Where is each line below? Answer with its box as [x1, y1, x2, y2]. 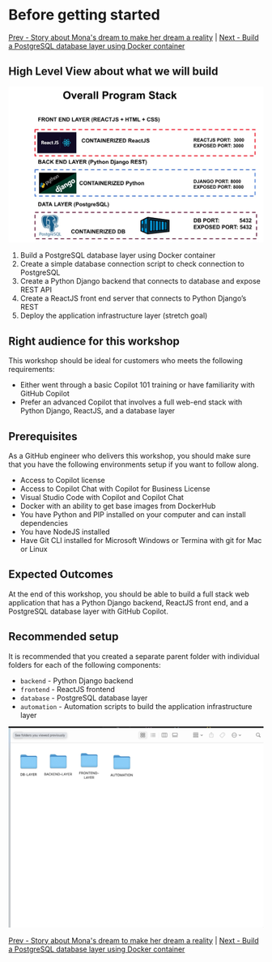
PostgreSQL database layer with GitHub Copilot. [8, 606, 168, 616]
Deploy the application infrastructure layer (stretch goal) [19, 310, 208, 321]
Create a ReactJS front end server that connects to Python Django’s [19, 293, 247, 303]
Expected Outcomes [8, 567, 113, 581]
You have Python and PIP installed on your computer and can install [19, 509, 246, 519]
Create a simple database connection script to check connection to [19, 259, 244, 269]
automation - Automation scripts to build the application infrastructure [19, 701, 253, 711]
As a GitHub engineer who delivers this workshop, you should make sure [8, 451, 251, 460]
